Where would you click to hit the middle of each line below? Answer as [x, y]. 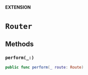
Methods [19, 44]
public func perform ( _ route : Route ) [44, 67]
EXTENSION [18, 7]
